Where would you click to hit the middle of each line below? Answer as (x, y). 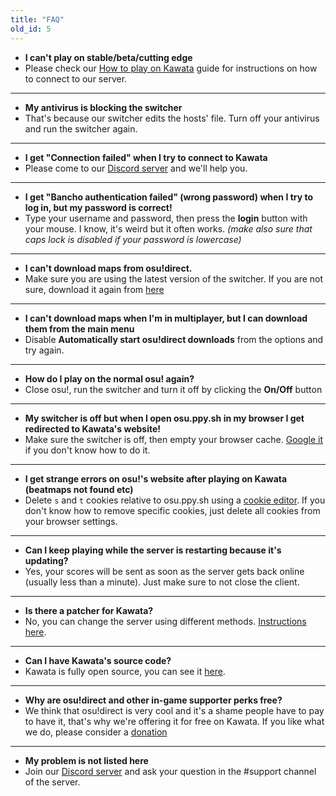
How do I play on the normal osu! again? (109, 378)
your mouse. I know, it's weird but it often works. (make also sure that (168, 228)
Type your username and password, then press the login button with (166, 218)
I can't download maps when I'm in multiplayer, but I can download (166, 318)
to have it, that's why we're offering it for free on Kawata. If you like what (174, 721)
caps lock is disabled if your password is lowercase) (133, 239)
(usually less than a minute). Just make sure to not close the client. (162, 582)
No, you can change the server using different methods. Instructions (165, 621)
